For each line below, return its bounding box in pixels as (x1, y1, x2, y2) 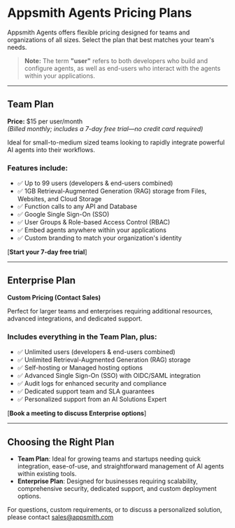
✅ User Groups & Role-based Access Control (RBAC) (17, 218, 171, 226)
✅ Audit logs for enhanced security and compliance (17, 379, 166, 388)
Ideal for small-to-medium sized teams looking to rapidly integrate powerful (7, 138, 225, 147)
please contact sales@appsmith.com (7, 513, 114, 521)
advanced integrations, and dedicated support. (7, 314, 143, 323)
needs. (7, 43, 27, 51)
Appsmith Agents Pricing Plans (7, 5, 192, 21)
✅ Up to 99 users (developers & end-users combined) (17, 179, 173, 187)
